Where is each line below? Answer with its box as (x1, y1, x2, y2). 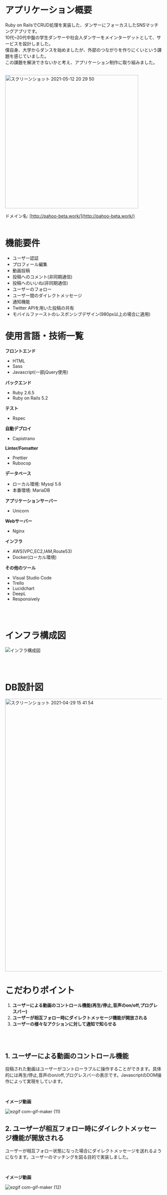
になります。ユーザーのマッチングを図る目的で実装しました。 (5, 1154, 131, 1160)
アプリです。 (13, 28, 40, 34)
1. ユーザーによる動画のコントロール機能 (5, 1052, 129, 1060)
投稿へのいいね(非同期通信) (12, 280, 69, 286)
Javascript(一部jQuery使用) (12, 369, 69, 375)
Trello (12, 580, 24, 586)
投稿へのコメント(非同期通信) (12, 274, 73, 280)
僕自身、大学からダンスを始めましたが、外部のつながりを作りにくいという (5, 47, 158, 53)
